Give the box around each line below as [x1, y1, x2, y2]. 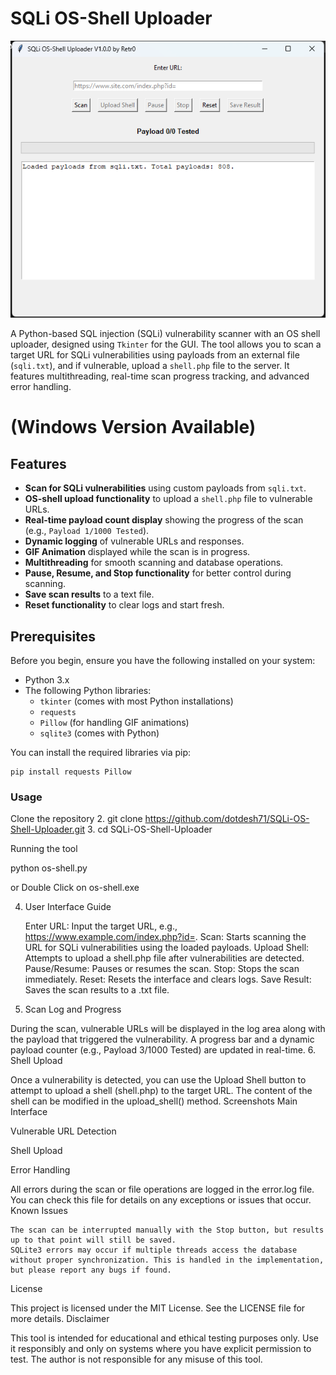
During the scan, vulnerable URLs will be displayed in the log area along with [10, 1023, 326, 1035]
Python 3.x [24, 674, 70, 686]
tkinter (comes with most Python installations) [39, 695, 234, 707]
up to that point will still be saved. [10, 1235, 177, 1246]
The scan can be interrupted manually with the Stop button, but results [10, 1225, 325, 1236]
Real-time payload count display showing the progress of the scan [24, 514, 304, 526]
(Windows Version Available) [10, 416, 257, 439]
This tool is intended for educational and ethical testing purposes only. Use [10, 1332, 319, 1344]
